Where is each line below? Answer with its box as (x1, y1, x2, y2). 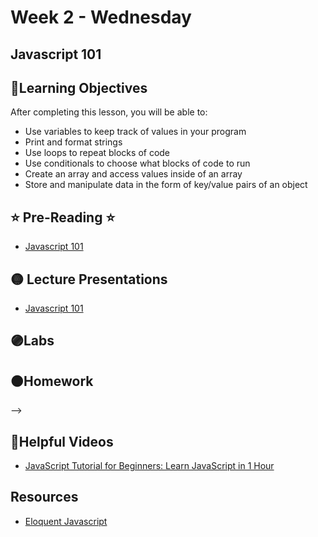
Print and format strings (24, 136, 123, 148)
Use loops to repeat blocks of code (24, 147, 171, 159)
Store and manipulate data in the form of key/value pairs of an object (24, 179, 308, 191)
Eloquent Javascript (24, 515, 108, 527)
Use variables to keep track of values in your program (24, 126, 247, 138)
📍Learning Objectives (10, 79, 148, 96)
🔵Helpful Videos (10, 433, 114, 450)
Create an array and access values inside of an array (24, 168, 243, 180)
